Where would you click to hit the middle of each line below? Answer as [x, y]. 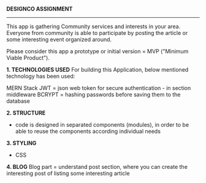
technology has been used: [41, 76]
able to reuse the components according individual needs [88, 131]
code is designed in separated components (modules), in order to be [102, 125]
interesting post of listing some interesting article [68, 173]
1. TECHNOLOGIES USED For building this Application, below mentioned [97, 69]
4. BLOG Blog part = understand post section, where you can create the [97, 167]
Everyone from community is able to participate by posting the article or [97, 33]
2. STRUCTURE [26, 113]
